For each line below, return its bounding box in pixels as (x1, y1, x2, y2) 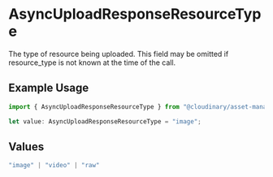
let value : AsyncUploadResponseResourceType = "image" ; (8, 117, 201, 126)
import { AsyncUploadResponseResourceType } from (8, 102, 180, 110)
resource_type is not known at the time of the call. (8, 58, 176, 67)
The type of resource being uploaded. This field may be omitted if (8, 49, 229, 58)
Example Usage (8, 81, 89, 95)
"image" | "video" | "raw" (8, 162, 100, 170)
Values (8, 140, 45, 153)
